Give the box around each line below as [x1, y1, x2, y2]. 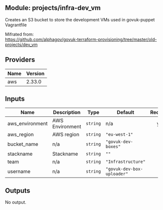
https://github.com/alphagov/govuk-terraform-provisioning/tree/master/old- [5, 36, 157, 42]
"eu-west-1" [105, 132, 133, 137]
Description [53, 109, 81, 116]
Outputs [5, 186, 31, 194]
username [7, 168, 31, 175]
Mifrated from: [5, 31, 34, 37]
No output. [5, 199, 27, 205]
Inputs [5, 95, 25, 103]
